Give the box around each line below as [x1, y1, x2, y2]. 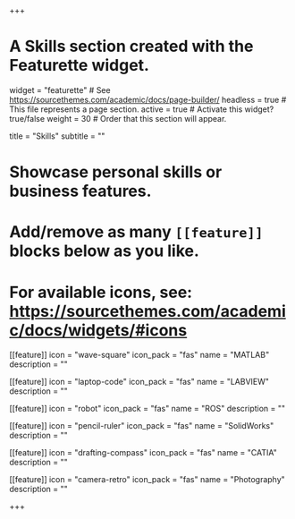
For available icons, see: [9, 282, 193, 302]
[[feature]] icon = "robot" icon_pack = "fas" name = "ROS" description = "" [9, 404, 286, 414]
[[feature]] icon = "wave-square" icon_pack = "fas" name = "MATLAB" [9, 350, 270, 361]
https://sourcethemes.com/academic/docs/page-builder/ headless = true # [9, 94, 287, 105]
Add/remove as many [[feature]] [9, 222, 264, 242]
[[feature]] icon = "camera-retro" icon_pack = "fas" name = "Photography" [9, 474, 286, 485]
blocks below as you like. [9, 241, 199, 261]
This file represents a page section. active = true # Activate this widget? [9, 104, 274, 115]
